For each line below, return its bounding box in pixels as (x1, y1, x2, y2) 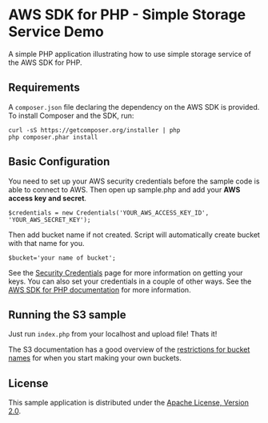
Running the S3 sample (8, 308, 126, 321)
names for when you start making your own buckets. (8, 353, 182, 363)
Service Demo (8, 22, 104, 41)
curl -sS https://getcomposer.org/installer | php (8, 126, 181, 134)
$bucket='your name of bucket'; (8, 254, 116, 262)
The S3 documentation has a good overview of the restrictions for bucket (8, 344, 250, 354)
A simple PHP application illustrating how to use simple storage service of (8, 49, 252, 58)
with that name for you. (8, 238, 86, 248)
